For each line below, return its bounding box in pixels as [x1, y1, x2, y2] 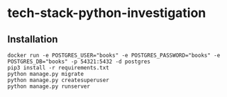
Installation [7, 33, 58, 45]
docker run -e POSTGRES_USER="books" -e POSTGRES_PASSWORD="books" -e [7, 52, 221, 59]
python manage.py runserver [7, 83, 91, 90]
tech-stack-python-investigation [7, 5, 206, 21]
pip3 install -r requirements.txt [7, 64, 110, 72]
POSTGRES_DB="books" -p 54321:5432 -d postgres [7, 58, 151, 65]
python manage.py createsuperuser [7, 76, 110, 84]
